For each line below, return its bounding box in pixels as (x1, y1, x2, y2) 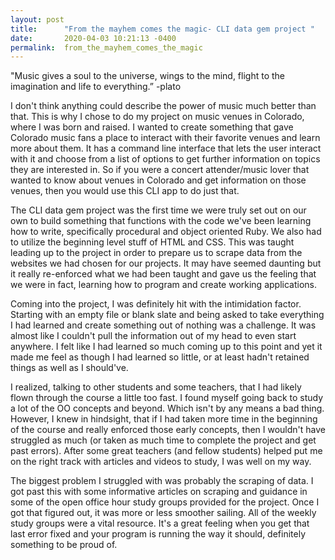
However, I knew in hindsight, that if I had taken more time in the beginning (10, 413, 318, 425)
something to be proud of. (10, 539, 118, 551)
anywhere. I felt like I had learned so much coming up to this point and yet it (10, 341, 323, 353)
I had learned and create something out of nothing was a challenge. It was (10, 319, 317, 331)
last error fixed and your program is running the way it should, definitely (10, 528, 307, 540)
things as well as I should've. (10, 362, 129, 374)
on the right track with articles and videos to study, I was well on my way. (10, 456, 312, 468)
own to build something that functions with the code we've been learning (10, 215, 312, 227)
